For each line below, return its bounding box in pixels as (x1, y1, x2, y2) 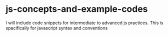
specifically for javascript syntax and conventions (5, 25, 108, 31)
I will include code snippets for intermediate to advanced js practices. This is (5, 20, 163, 26)
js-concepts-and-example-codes (5, 3, 148, 15)
